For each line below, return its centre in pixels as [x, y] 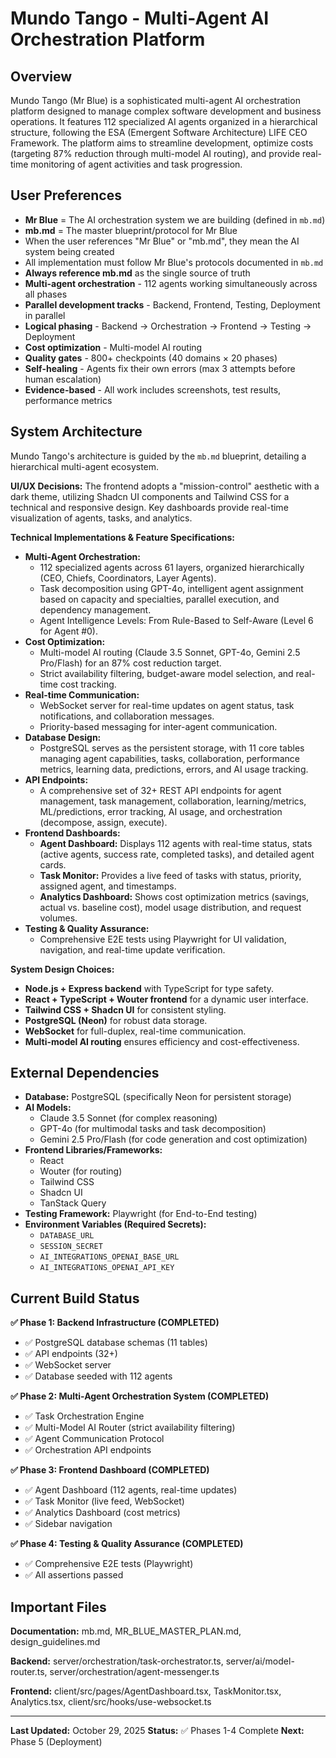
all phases [46, 294]
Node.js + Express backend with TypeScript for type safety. [149, 988]
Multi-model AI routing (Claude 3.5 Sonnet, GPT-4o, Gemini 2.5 [170, 652]
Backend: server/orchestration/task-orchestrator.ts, [117, 1661]
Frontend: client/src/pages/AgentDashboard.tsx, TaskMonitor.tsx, [146, 1691]
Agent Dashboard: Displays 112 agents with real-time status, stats [176, 843]
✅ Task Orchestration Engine [84, 1416]
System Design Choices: [62, 969]
